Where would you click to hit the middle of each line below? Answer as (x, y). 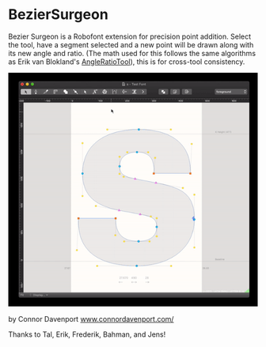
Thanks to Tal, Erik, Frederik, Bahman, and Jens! (87, 334)
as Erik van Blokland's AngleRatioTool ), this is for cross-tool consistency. (127, 62)
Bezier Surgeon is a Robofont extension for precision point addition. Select (130, 36)
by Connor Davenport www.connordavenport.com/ (91, 319)
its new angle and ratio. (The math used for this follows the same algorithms (132, 53)
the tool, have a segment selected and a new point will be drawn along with (131, 44)
